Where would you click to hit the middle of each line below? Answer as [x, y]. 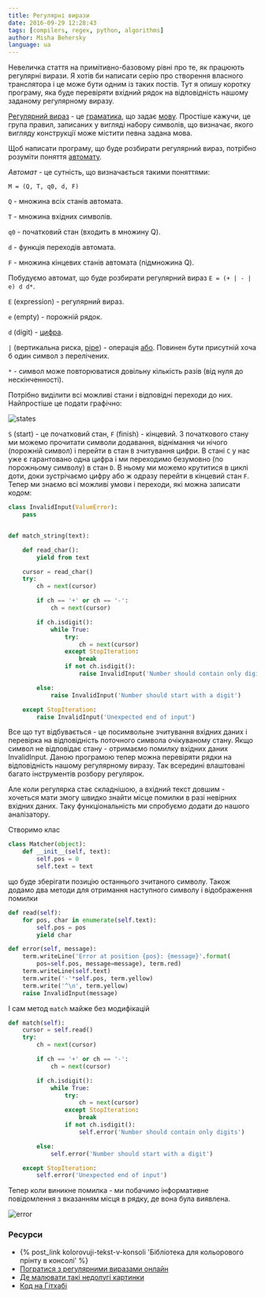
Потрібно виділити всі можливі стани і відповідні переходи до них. [121, 395]
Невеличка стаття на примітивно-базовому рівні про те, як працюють [126, 67]
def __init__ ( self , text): [67, 852]
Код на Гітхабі [43, 1285]
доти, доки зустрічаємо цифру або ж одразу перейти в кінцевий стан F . [129, 476]
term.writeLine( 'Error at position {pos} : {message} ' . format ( [127, 957]
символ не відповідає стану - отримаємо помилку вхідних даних [118, 749]
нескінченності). [36, 379]
